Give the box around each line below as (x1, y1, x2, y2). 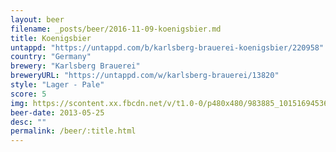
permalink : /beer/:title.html (10, 126, 137, 136)
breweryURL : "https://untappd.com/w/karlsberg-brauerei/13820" (10, 71, 280, 81)
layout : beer (10, 14, 65, 25)
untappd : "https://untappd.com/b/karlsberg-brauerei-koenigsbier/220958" (10, 42, 325, 53)
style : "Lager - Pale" (10, 80, 105, 90)
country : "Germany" (10, 52, 92, 62)
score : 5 (10, 89, 47, 99)
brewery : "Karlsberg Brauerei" (10, 61, 141, 71)
